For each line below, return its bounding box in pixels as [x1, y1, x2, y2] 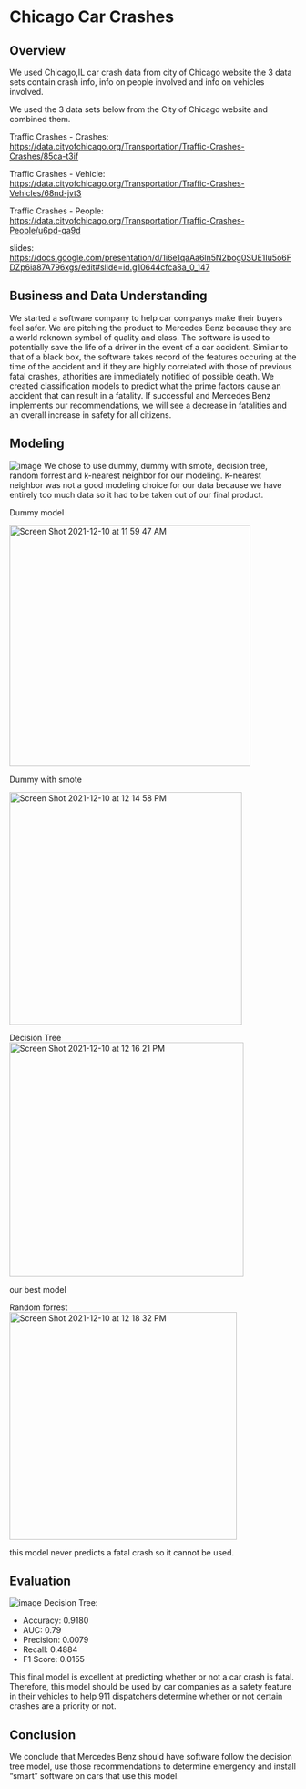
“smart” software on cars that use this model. [9, 1771, 179, 1782]
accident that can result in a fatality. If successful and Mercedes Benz [9, 390, 271, 400]
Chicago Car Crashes [9, 6, 175, 27]
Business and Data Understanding [9, 288, 208, 304]
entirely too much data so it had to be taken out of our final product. [9, 489, 264, 500]
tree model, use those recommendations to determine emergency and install [9, 1761, 296, 1772]
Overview [9, 43, 66, 58]
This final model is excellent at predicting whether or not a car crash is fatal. [9, 1671, 294, 1682]
